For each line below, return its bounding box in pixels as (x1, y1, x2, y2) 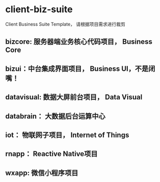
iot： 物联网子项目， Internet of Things (5, 131, 129, 139)
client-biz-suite (5, 4, 73, 15)
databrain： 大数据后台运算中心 (5, 112, 106, 120)
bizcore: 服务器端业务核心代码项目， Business (5, 37, 152, 46)
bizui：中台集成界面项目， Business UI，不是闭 (5, 64, 155, 73)
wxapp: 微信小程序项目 (5, 168, 78, 177)
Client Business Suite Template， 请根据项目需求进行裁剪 (5, 21, 126, 27)
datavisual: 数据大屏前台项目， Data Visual (5, 93, 143, 101)
